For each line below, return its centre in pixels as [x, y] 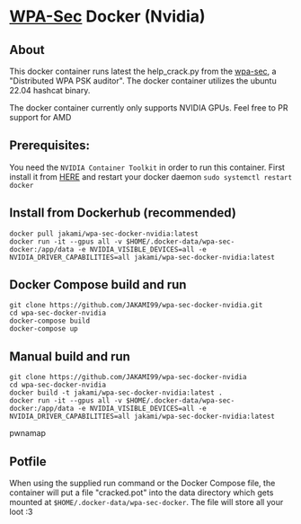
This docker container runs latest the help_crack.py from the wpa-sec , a [143, 71]
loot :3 [21, 512]
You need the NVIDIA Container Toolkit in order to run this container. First [147, 167]
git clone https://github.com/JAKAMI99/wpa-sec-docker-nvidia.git [136, 306]
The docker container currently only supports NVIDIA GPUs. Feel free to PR [149, 108]
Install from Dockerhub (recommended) [123, 213]
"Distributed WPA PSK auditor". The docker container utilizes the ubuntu [143, 81]
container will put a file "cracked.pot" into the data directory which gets [142, 493]
